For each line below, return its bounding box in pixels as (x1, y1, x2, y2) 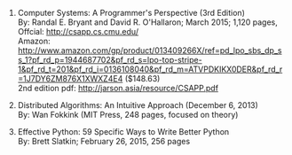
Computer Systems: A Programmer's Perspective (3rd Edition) (17, 8, 246, 18)
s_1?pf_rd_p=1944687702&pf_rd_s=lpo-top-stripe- (17, 55, 202, 65)
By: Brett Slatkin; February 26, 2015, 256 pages (17, 136, 191, 146)
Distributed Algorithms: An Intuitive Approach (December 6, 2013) (17, 100, 259, 110)
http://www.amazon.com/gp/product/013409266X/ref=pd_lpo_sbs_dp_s (17, 45, 282, 56)
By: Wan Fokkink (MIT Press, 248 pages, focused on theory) (17, 110, 239, 120)
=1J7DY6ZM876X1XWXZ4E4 (17, 74, 123, 83)
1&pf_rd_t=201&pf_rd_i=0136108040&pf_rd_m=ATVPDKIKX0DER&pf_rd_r (17, 64, 283, 74)
